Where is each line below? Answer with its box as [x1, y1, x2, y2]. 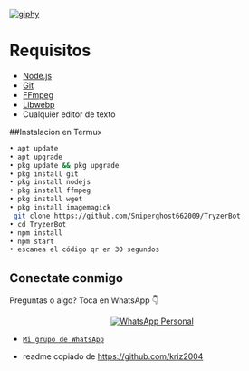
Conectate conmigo [9, 270, 124, 286]
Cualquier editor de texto [22, 109, 116, 120]
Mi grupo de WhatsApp [22, 336, 104, 345]
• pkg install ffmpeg [9, 186, 91, 195]
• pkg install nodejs [9, 178, 91, 187]
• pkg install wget [9, 195, 83, 204]
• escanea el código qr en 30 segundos [9, 245, 160, 254]
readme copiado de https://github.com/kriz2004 [22, 351, 204, 362]
